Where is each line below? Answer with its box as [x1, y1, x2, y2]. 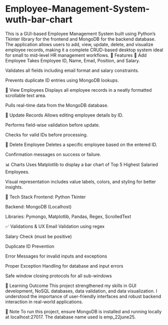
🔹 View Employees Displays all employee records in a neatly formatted [5, 87, 152, 93]
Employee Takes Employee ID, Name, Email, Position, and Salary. [5, 57, 140, 63]
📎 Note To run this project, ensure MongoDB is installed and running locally [5, 308, 162, 314]
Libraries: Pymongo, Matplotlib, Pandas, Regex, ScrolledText [5, 213, 132, 220]
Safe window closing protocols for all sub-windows [5, 272, 112, 279]
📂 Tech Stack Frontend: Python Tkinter [5, 194, 86, 200]
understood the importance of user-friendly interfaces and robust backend [5, 293, 161, 299]
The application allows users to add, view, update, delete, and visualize [5, 41, 153, 47]
